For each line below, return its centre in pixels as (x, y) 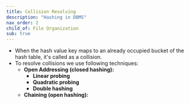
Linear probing (51, 76)
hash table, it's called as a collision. (59, 57)
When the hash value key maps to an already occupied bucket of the (99, 51)
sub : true (19, 34)
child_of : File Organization (42, 28)
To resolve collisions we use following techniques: (76, 64)
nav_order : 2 (22, 23)
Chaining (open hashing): (56, 95)
